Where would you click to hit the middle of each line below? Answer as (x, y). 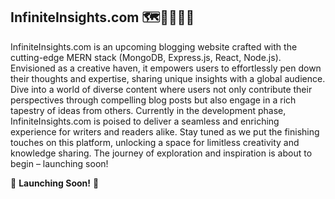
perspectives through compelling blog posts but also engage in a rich (153, 100)
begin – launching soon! (59, 163)
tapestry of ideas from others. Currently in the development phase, (148, 110)
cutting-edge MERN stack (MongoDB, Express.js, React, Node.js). (146, 57)
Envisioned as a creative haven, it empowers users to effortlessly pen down (166, 68)
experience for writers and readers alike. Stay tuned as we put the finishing (165, 131)
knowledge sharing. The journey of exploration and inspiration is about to (161, 153)
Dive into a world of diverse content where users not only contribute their (161, 89)
